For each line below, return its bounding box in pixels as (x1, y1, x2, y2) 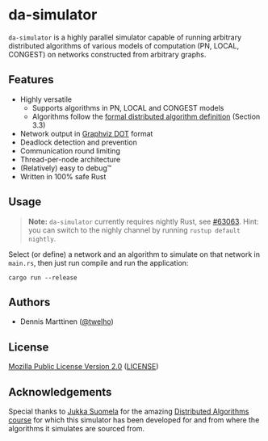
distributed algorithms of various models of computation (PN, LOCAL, (8, 40, 240, 50)
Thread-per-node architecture (19, 154, 121, 164)
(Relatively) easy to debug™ (19, 163, 112, 173)
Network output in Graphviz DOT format (19, 128, 153, 138)
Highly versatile (19, 94, 73, 104)
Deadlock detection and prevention (19, 137, 137, 147)
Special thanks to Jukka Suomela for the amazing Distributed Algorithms (8, 406, 249, 416)
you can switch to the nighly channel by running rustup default (27, 225, 241, 235)
